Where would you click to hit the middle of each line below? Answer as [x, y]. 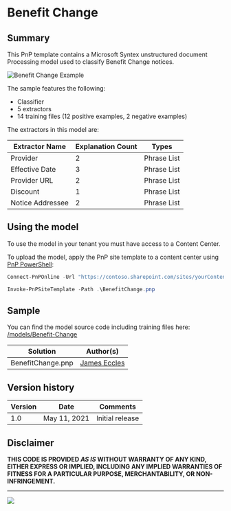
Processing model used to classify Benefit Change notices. [91, 62]
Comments [118, 407]
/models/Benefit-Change [42, 334]
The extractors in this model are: [53, 129]
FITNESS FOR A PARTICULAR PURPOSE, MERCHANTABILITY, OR [101, 474]
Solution [42, 352]
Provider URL [32, 180]
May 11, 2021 [67, 418]
